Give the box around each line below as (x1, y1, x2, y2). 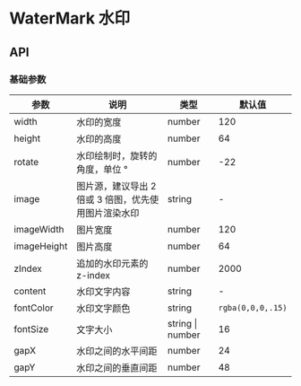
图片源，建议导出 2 (75, 180, 157, 192)
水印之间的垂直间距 (75, 361, 158, 373)
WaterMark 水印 (9, 8, 131, 29)
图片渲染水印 (84, 206, 140, 219)
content (13, 285, 47, 297)
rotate (13, 155, 39, 168)
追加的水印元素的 (75, 257, 149, 269)
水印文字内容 (75, 285, 131, 297)
